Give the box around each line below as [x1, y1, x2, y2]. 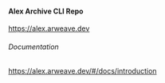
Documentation [8, 42, 60, 51]
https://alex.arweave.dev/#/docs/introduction [8, 66, 157, 76]
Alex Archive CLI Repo [8, 6, 84, 16]
